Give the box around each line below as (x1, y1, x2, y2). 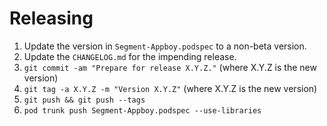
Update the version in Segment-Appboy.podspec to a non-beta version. (23, 40, 307, 52)
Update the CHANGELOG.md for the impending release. (23, 50, 237, 62)
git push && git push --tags (23, 95, 146, 105)
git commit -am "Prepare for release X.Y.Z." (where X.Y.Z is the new (23, 61, 317, 73)
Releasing (9, 7, 94, 30)
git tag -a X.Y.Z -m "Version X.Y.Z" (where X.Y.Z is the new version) (23, 82, 318, 94)
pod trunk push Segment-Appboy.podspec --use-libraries (23, 105, 262, 116)
